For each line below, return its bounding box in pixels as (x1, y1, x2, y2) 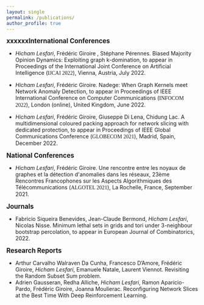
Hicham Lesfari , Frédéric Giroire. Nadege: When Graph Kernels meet (15, 82, 188, 89)
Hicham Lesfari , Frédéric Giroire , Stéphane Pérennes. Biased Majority (15, 50, 192, 57)
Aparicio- (161, 279, 185, 286)
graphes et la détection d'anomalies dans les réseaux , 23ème (15, 171, 170, 178)
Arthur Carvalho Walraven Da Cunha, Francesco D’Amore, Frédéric (15, 259, 183, 267)
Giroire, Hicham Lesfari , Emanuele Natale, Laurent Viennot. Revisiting (15, 266, 189, 273)
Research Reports (6, 247, 62, 255)
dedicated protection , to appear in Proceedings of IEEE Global (15, 126, 171, 134)
